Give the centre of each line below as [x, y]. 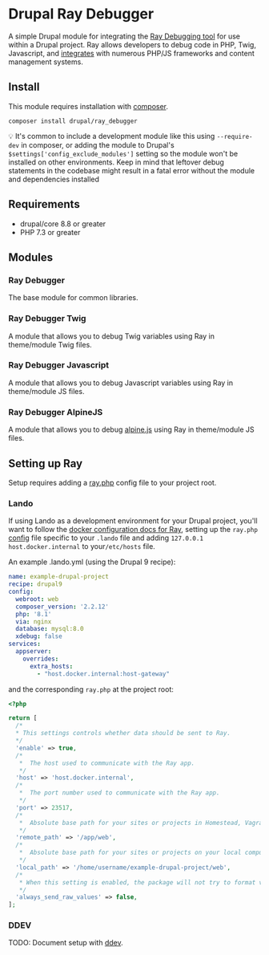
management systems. [46, 62]
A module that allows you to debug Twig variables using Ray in [111, 336]
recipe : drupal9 [35, 584]
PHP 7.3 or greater [50, 232]
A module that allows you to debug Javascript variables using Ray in [121, 383]
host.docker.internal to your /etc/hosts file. [82, 547]
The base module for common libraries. [73, 298]
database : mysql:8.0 [50, 629]
